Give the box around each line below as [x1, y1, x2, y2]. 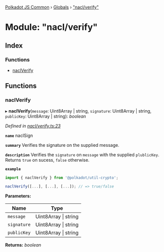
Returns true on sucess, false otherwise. [5, 157, 90, 163]
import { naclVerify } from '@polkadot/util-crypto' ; [5, 175, 119, 180]
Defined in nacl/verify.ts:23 [5, 123, 61, 128]
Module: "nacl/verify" [5, 22, 98, 33]
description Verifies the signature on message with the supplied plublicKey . [5, 151, 160, 158]
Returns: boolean [5, 242, 41, 248]
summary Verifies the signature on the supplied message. [5, 142, 120, 148]
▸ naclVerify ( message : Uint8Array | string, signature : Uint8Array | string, [5, 108, 152, 114]
